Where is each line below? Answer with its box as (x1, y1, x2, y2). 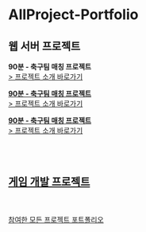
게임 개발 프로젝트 (8, 175, 90, 189)
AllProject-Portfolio (8, 6, 139, 24)
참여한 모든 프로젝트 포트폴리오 (8, 214, 105, 224)
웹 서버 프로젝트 (8, 39, 81, 53)
